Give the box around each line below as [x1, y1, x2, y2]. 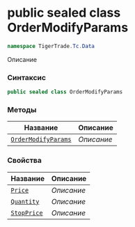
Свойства [7, 155, 42, 165]
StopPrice [10, 209, 43, 217]
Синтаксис [7, 72, 47, 82]
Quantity [10, 197, 40, 205]
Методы [7, 104, 37, 114]
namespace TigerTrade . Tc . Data [7, 42, 95, 49]
